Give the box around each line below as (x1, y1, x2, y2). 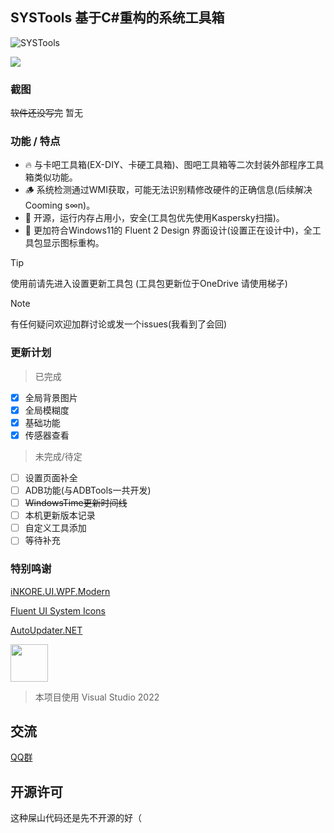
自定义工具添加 (24, 522, 87, 534)
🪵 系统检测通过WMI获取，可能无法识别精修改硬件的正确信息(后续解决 (24, 184, 313, 196)
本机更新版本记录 (24, 509, 96, 522)
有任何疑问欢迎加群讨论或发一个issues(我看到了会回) (10, 318, 228, 330)
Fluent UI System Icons (10, 604, 106, 617)
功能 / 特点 (10, 134, 61, 148)
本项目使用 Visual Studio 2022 (34, 691, 160, 703)
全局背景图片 (24, 391, 78, 403)
